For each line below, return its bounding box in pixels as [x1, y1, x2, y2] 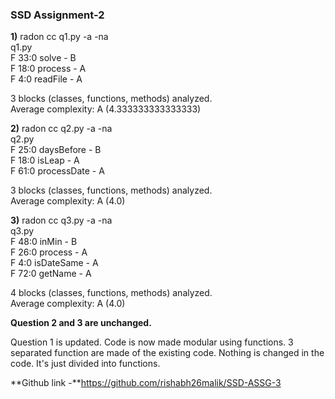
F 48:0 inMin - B [10, 236, 78, 248]
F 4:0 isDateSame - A [10, 257, 99, 269]
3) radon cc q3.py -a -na [10, 214, 113, 227]
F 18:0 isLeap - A [10, 154, 80, 167]
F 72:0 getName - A [10, 268, 92, 280]
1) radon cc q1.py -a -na [10, 31, 109, 43]
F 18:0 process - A [10, 63, 87, 75]
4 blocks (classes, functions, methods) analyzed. [10, 287, 213, 299]
